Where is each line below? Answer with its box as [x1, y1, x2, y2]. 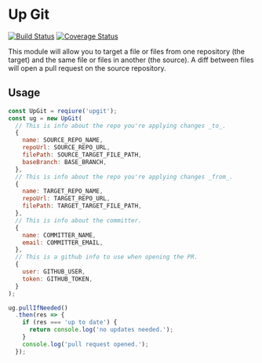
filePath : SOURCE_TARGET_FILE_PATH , [22, 151, 143, 159]
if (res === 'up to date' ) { [22, 318, 118, 327]
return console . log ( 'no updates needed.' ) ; [28, 326, 174, 334]
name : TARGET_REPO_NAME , [22, 187, 104, 196]
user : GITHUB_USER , [22, 268, 86, 276]
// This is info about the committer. [15, 216, 143, 225]
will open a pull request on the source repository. [8, 63, 166, 72]
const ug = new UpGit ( [8, 114, 82, 123]
